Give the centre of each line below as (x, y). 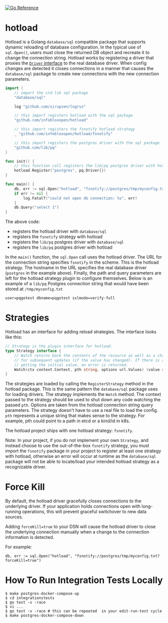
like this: (14, 337)
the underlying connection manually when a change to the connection (77, 532)
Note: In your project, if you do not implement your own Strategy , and (77, 440)
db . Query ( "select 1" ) (36, 208)
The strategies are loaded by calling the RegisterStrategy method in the (79, 384)
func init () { (20, 161)
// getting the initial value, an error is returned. (71, 365)
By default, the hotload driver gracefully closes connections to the (73, 501)
